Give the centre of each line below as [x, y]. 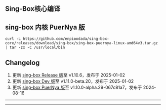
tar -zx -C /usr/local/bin [37, 48]
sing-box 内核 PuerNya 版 [45, 27]
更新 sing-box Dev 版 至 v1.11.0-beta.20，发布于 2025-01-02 [73, 81]
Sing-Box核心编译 [33, 9]
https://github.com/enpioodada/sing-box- [66, 39]
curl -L [13, 39]
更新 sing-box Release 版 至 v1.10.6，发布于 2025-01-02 [68, 75]
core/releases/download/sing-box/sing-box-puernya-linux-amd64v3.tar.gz [82, 43]
